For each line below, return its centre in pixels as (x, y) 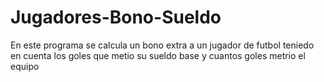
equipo (25, 66)
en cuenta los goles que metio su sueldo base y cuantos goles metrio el (158, 55)
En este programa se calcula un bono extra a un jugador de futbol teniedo (162, 45)
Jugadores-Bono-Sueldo (116, 17)
